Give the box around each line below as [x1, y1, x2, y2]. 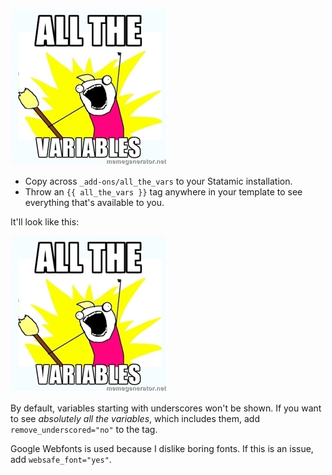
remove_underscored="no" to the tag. [10, 424, 158, 435]
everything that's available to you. [24, 197, 165, 208]
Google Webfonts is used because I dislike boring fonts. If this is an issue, [10, 443, 314, 454]
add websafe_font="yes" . [10, 454, 112, 465]
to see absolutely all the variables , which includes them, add [10, 413, 261, 424]
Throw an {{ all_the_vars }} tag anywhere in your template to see [24, 186, 303, 198]
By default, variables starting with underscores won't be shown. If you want [10, 402, 322, 414]
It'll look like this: [10, 216, 80, 228]
